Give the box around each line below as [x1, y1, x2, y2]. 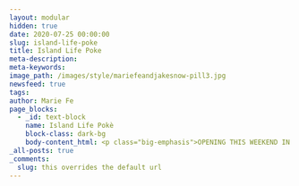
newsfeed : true [9, 80, 66, 89]
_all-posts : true [9, 146, 74, 155]
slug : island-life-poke [9, 38, 98, 47]
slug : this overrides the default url [17, 163, 163, 172]
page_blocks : [9, 105, 58, 114]
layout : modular [9, 13, 70, 22]
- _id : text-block [17, 113, 87, 122]
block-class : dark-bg [25, 130, 106, 139]
